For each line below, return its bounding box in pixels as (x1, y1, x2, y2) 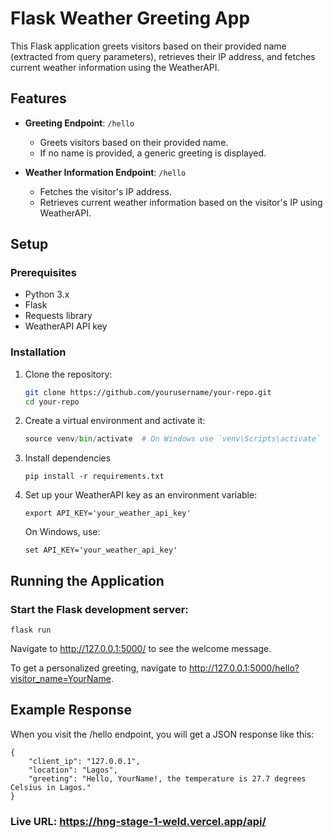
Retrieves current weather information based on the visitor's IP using (39, 196, 323, 208)
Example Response (10, 702, 132, 719)
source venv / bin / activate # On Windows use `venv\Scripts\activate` (24, 434, 322, 444)
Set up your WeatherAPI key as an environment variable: (24, 489, 258, 501)
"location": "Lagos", (28, 765, 118, 775)
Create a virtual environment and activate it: (24, 415, 206, 427)
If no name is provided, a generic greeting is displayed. (39, 147, 267, 159)
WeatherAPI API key (24, 320, 108, 332)
